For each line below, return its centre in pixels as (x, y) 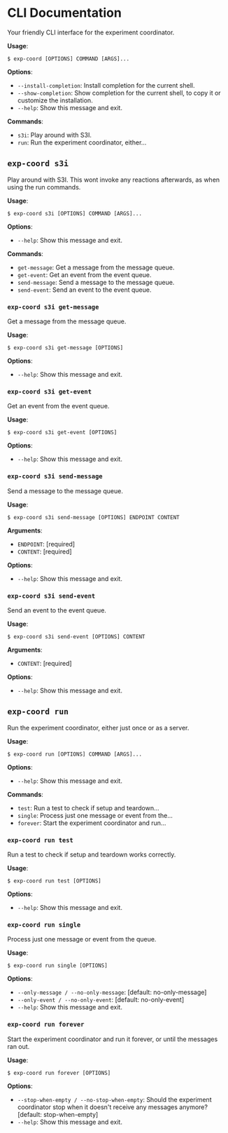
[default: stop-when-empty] (58, 1114)
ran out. (19, 1046)
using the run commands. (44, 187)
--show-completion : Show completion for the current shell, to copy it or (119, 93)
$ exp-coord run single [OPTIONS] (58, 966)
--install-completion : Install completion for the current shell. (106, 85)
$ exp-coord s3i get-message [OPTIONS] (65, 348)
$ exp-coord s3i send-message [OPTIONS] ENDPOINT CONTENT (93, 517)
